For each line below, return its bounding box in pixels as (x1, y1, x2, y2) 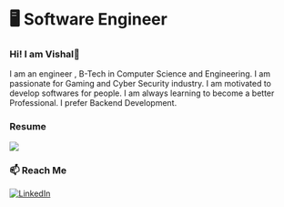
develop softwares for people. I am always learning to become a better (9, 88, 275, 98)
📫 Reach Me (9, 163, 67, 176)
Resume (9, 120, 47, 133)
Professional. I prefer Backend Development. (9, 98, 177, 109)
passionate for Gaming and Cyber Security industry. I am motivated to (9, 78, 271, 89)
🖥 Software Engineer (9, 9, 168, 30)
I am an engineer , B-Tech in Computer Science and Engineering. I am (9, 68, 271, 79)
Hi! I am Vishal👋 (9, 48, 80, 61)
